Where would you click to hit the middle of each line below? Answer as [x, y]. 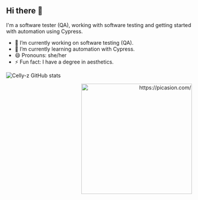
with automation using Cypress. [44, 31]
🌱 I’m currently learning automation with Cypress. [75, 49]
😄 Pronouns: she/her [40, 55]
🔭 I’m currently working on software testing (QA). [74, 42]
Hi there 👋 [24, 11]
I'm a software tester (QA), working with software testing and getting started [99, 25]
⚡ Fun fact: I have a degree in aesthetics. [64, 62]
